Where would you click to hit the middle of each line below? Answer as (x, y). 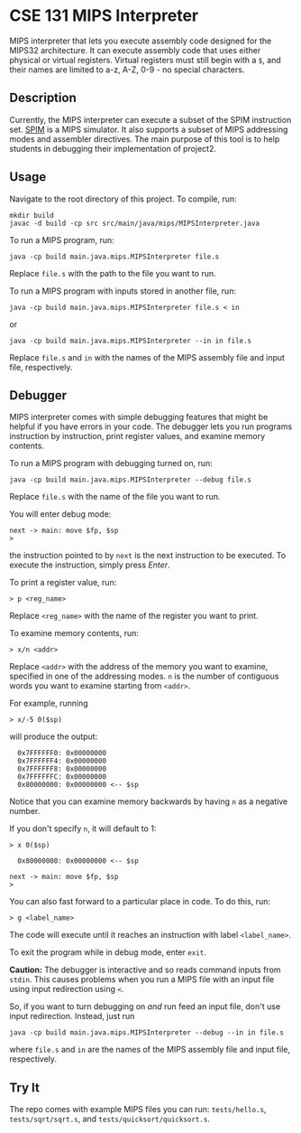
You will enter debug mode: (60, 514)
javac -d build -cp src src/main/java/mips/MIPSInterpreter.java (134, 223)
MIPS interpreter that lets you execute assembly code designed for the (141, 41)
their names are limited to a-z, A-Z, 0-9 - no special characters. (127, 70)
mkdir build (32, 215)
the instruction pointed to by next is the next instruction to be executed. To (148, 556)
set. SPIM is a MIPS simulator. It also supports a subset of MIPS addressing (149, 129)
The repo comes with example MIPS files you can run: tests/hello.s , (138, 1110)
